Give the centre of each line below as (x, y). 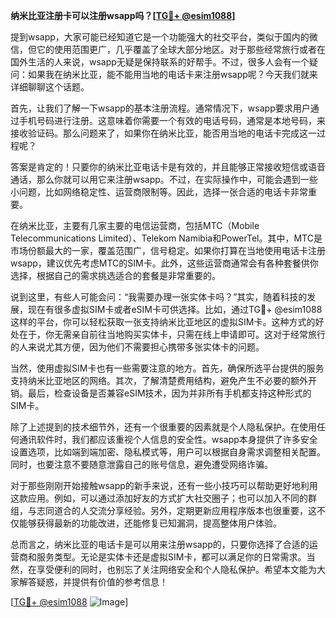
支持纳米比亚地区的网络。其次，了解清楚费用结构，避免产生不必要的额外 (159, 380)
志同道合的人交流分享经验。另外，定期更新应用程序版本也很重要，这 (176, 510)
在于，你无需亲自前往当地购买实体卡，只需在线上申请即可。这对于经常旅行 (172, 334)
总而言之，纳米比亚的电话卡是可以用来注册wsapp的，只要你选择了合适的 (160, 544)
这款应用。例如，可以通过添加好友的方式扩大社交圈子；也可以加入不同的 (159, 498)
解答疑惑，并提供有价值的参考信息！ (93, 582)
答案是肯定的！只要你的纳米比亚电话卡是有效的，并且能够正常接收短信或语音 (168, 167)
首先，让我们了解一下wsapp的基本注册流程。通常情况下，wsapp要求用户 (160, 108)
